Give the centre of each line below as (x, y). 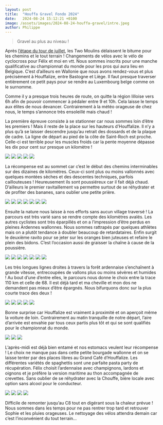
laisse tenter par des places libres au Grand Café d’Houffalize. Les (71, 358)
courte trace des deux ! (28, 293)
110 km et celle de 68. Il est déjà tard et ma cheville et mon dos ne (71, 283)
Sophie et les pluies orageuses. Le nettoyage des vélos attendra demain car (81, 413)
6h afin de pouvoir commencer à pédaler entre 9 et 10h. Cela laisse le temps (81, 102)
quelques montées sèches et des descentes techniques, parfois (69, 177)
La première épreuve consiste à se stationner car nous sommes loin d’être (79, 121)
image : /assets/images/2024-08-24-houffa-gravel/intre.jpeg (67, 23)
